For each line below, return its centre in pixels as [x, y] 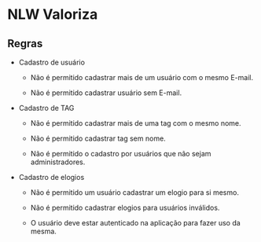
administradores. [58, 162]
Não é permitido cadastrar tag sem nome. [98, 138]
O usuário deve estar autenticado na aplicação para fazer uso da [135, 223]
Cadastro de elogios [51, 177]
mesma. [43, 231]
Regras [25, 44]
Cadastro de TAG [46, 108]
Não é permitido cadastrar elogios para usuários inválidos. [125, 207]
